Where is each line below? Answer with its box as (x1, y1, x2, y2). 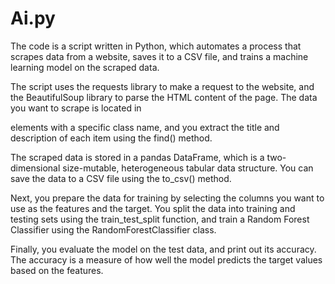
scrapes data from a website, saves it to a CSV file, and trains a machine (10, 50, 309, 62)
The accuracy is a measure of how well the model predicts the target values (10, 253, 323, 266)
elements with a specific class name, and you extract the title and (10, 121, 280, 133)
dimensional (10, 162, 61, 174)
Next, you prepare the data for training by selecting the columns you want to (10, 192, 325, 204)
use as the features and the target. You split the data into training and (10, 202, 296, 214)
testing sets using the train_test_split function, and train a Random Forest (10, 213, 310, 225)
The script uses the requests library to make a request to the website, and (10, 80, 315, 92)
